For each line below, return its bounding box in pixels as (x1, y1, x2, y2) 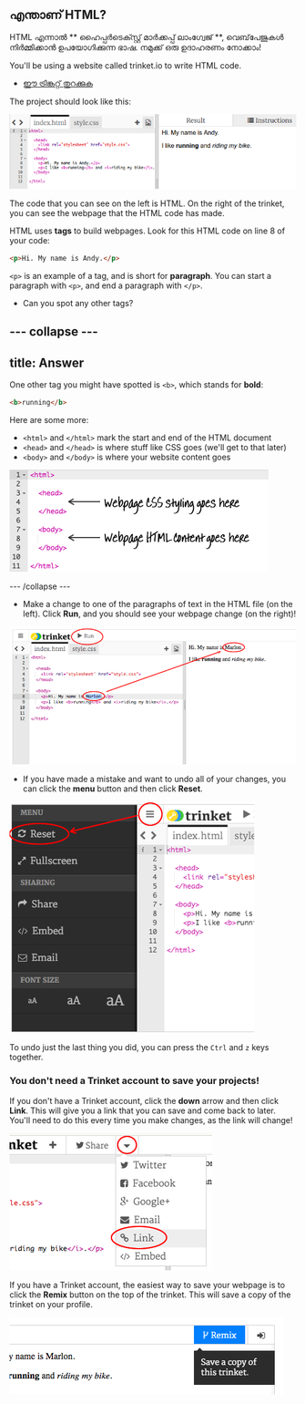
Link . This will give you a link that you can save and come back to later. (9, 1105, 276, 1116)
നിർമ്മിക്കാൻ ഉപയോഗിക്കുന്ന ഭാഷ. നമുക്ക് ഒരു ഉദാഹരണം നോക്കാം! (9, 41, 262, 53)
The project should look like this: (9, 96, 132, 107)
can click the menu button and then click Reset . (22, 783, 203, 794)
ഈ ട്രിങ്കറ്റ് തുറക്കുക (22, 77, 94, 88)
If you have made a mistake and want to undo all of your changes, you (22, 774, 287, 785)
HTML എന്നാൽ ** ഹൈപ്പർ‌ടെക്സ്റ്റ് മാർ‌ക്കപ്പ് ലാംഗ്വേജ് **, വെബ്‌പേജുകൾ (9, 31, 284, 42)
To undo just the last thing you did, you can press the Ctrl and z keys (9, 1042, 269, 1053)
